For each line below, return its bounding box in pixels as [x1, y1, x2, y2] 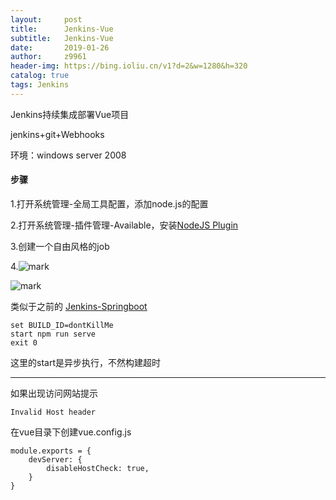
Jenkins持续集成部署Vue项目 [10, 108, 130, 120]
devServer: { [28, 454, 83, 465]
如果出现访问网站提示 [10, 387, 98, 399]
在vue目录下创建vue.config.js [10, 426, 132, 438]
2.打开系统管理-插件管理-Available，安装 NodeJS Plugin [10, 219, 239, 231]
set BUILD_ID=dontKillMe [10, 320, 114, 330]
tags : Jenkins [10, 80, 70, 90]
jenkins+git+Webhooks [10, 128, 105, 140]
